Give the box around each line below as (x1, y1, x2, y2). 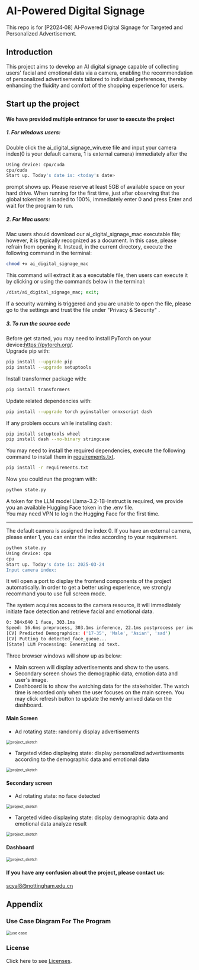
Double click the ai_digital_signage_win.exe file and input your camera (6, 144, 176, 151)
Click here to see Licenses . (6, 957, 72, 964)
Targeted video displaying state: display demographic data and (14, 814, 169, 821)
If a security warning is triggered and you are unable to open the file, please (6, 300, 191, 307)
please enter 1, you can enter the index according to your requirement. (6, 534, 178, 541)
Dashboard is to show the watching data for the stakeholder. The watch (14, 682, 190, 689)
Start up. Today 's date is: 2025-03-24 (6, 561, 105, 568)
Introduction (6, 47, 53, 57)
